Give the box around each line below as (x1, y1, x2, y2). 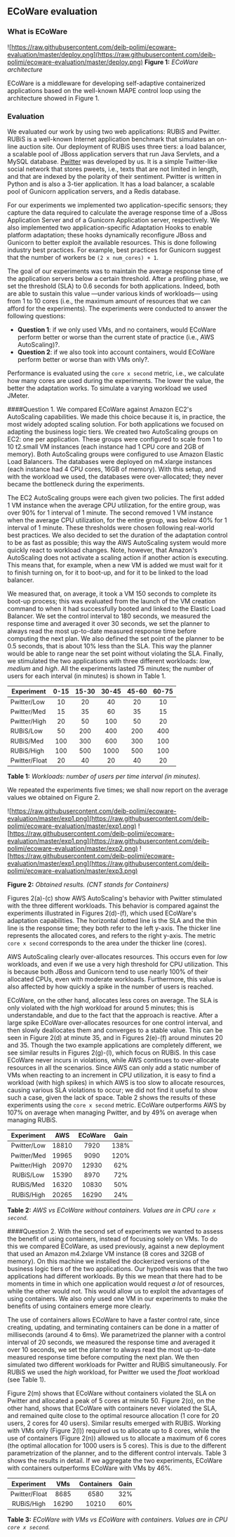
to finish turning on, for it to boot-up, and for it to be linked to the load (7, 568, 208, 577)
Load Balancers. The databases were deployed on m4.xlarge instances (7, 457, 213, 465)
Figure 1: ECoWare (145, 58, 199, 66)
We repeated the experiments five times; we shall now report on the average (7, 785, 229, 794)
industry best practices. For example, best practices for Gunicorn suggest (7, 246, 221, 254)
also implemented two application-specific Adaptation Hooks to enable (7, 223, 213, 232)
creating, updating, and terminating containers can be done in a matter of (7, 1323, 220, 1331)
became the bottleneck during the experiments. (7, 479, 145, 488)
